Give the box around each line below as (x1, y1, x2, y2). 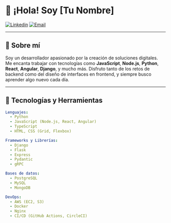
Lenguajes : (5, 109, 28, 115)
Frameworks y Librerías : (5, 138, 58, 143)
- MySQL (10, 180, 26, 186)
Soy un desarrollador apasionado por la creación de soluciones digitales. (5, 55, 158, 61)
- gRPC (10, 162, 24, 167)
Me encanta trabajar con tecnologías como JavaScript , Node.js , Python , (5, 60, 159, 66)
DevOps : (5, 194, 22, 199)
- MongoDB (10, 185, 31, 190)
